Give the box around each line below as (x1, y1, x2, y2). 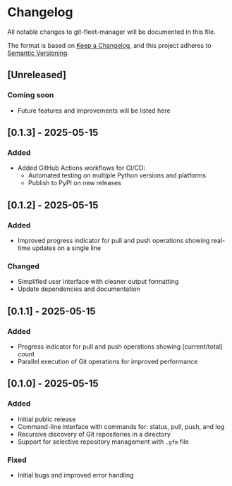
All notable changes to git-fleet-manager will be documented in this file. (7, 27, 216, 36)
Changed (7, 261, 40, 271)
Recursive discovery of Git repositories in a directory (17, 430, 171, 438)
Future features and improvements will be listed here (17, 106, 171, 115)
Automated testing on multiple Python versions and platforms (28, 171, 207, 180)
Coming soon (7, 90, 54, 100)
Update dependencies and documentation (17, 285, 141, 293)
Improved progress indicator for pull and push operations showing (17, 237, 210, 244)
